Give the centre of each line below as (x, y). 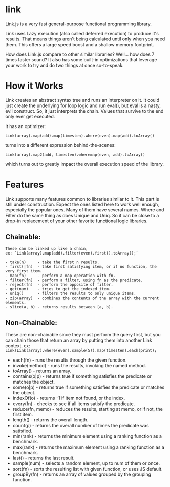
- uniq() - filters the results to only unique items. (71, 293)
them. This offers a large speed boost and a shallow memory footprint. (80, 44)
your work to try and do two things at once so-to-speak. (65, 65)
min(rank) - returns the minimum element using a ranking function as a (87, 436)
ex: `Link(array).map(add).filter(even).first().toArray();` (72, 253)
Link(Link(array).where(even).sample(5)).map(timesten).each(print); (81, 351)
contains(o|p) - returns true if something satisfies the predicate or (82, 376)
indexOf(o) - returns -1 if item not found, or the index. (69, 398)
